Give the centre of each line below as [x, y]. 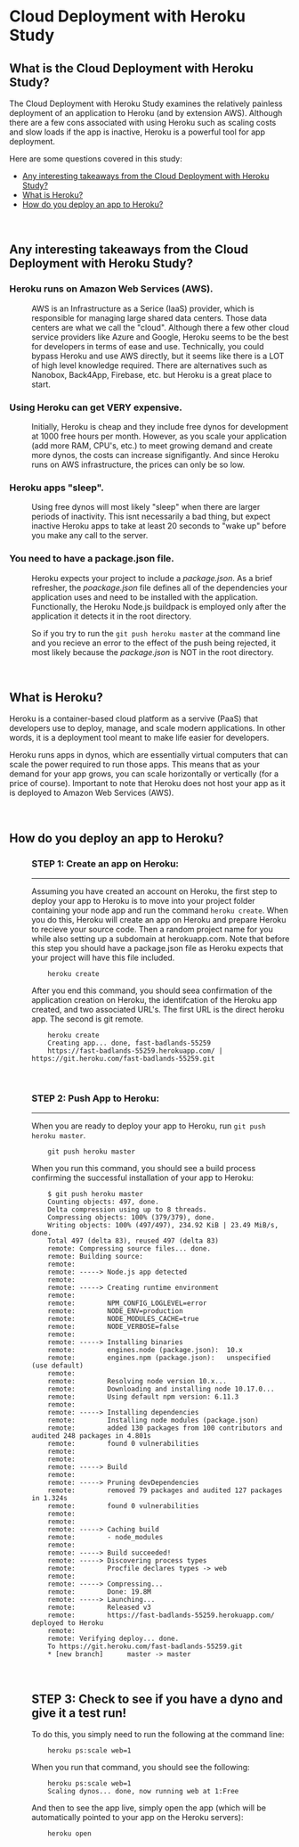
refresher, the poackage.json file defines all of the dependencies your [159, 587]
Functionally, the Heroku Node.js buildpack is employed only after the [159, 606]
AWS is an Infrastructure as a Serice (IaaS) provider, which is [143, 308]
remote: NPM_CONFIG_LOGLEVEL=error [127, 1303]
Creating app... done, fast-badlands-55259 [129, 1043]
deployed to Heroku [68, 1623]
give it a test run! [79, 1713]
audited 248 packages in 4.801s [91, 1436]
